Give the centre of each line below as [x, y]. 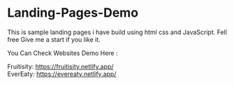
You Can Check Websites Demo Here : [63, 53]
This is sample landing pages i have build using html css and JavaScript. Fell [117, 32]
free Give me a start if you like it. [54, 39]
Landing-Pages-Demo [73, 13]
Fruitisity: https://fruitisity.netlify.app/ [60, 66]
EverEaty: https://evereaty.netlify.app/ [62, 74]
